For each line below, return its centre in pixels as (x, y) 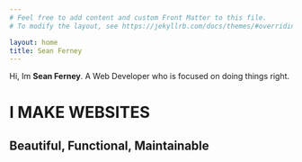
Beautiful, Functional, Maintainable (109, 145)
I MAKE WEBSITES (80, 112)
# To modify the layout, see (64, 26)
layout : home (34, 42)
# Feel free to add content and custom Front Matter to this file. (138, 18)
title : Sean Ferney (46, 50)
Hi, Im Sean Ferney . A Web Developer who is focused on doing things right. (150, 76)
